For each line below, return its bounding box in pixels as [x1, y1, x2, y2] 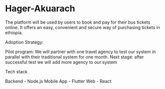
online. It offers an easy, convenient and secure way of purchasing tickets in [5, 24, 161, 30]
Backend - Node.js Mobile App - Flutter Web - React [5, 78, 112, 84]
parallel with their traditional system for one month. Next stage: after [5, 54, 144, 59]
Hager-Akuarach [5, 3, 76, 14]
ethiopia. [5, 30, 23, 35]
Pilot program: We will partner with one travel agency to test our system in [5, 49, 156, 55]
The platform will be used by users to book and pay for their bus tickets [5, 19, 151, 25]
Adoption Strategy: [5, 39, 43, 45]
